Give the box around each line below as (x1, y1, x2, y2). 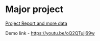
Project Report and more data (5, 20, 67, 26)
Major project (5, 4, 64, 15)
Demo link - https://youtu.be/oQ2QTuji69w (5, 30, 95, 36)
